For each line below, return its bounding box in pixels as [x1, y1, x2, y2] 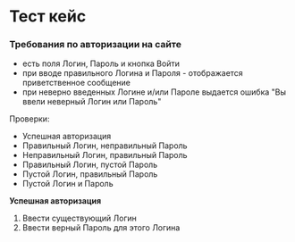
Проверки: [9, 113, 50, 124]
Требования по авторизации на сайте [9, 38, 181, 51]
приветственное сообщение [21, 78, 131, 88]
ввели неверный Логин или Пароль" [21, 96, 162, 107]
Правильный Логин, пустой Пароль [21, 159, 158, 171]
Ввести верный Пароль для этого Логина [21, 222, 181, 233]
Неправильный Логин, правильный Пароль [21, 150, 188, 161]
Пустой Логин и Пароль [21, 179, 114, 189]
